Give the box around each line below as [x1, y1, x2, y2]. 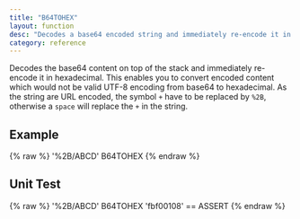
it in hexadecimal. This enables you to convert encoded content [39, 73, 275, 83]
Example [9, 127, 59, 142]
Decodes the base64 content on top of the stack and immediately [9, 63, 252, 74]
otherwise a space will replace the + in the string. [9, 101, 189, 112]
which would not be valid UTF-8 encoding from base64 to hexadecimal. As [9, 82, 287, 92]
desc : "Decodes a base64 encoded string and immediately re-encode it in [9, 30, 292, 39]
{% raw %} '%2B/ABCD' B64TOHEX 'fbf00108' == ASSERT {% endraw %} [9, 200, 286, 211]
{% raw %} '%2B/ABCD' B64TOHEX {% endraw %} [9, 151, 200, 162]
